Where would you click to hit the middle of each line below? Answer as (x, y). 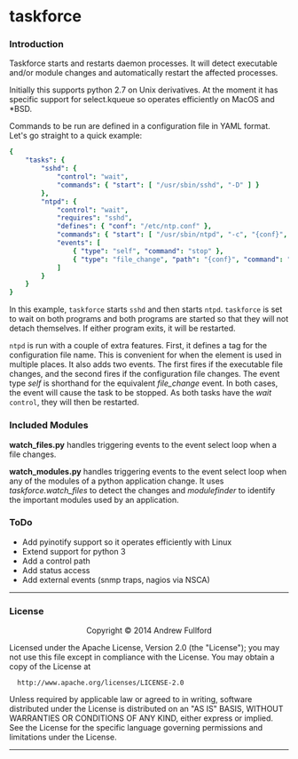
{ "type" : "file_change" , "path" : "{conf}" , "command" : (178, 260)
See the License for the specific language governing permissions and (136, 728)
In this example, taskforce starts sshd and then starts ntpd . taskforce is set (146, 309)
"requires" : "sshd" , (94, 218)
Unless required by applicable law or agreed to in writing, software (131, 699)
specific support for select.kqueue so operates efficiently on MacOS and (142, 100)
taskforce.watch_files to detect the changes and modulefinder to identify (142, 490)
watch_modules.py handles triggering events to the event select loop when (148, 471)
